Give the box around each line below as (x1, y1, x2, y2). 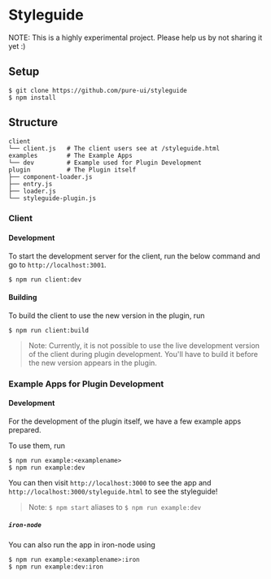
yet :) (8, 41, 26, 50)
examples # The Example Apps (8, 151, 133, 159)
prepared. (8, 425, 42, 435)
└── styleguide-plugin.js (8, 194, 96, 202)
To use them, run (8, 441, 66, 451)
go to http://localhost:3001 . (8, 259, 107, 269)
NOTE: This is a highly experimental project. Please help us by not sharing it (8, 33, 263, 42)
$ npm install (8, 94, 57, 102)
